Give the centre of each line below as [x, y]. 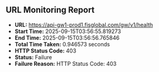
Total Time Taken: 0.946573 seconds [62, 44]
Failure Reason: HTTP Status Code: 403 [65, 63]
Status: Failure [33, 57]
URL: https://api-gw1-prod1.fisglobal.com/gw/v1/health [84, 24]
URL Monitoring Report [50, 10]
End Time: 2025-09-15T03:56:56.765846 [67, 38]
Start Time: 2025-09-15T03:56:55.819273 [68, 31]
